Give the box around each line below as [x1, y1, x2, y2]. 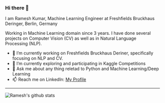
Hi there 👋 [5, 4, 29, 11]
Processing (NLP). [5, 41, 42, 47]
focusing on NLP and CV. [12, 55, 63, 61]
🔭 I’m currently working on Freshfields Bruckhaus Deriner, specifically [12, 50, 154, 56]
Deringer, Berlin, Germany [5, 21, 58, 26]
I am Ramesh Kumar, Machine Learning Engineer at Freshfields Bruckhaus [5, 16, 155, 22]
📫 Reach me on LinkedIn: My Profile [12, 77, 86, 82]
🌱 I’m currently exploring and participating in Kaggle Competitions [12, 61, 146, 67]
